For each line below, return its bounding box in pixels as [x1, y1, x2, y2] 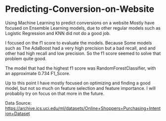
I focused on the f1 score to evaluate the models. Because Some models [5, 40, 152, 45]
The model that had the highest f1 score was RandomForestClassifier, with [5, 65, 156, 71]
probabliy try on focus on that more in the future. [5, 90, 105, 96]
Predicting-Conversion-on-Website [5, 3, 155, 15]
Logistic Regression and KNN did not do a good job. [5, 30, 111, 36]
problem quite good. [5, 55, 47, 61]
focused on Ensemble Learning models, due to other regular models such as [5, 25, 161, 31]
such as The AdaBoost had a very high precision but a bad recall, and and [5, 45, 156, 51]
